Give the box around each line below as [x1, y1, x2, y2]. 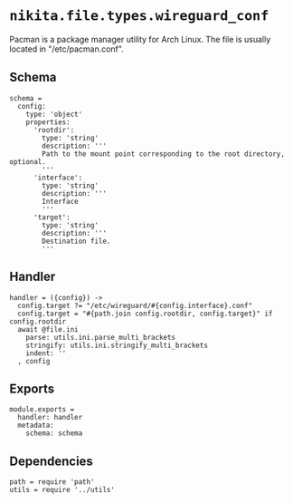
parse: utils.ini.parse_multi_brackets [25, 333, 176, 342]
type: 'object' [25, 110, 83, 119]
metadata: [17, 421, 54, 430]
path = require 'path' [9, 478, 95, 487]
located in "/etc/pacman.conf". [9, 44, 124, 54]
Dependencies [9, 453, 93, 469]
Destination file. [42, 237, 111, 246]
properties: [25, 117, 71, 127]
